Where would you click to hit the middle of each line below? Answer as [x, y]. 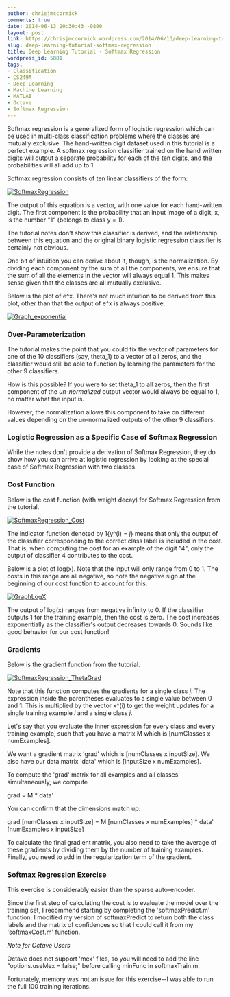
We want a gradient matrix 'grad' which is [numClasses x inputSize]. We [108, 754]
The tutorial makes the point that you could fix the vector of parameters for [113, 349]
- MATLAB [20, 97]
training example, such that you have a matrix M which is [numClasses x [109, 733]
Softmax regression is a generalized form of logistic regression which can [111, 128]
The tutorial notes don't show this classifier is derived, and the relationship [112, 233]
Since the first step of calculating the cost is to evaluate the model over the [113, 903]
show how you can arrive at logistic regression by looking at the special [108, 460]
